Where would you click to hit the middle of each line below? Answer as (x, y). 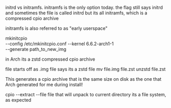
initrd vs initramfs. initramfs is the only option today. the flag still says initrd (84, 7)
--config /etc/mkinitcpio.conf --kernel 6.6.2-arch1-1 (60, 44)
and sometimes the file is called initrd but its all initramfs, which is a (76, 13)
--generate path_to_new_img (36, 49)
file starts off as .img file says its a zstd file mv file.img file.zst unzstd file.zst (85, 69)
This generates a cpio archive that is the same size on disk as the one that (83, 79)
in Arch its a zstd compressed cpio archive (50, 59)
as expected (18, 100)
